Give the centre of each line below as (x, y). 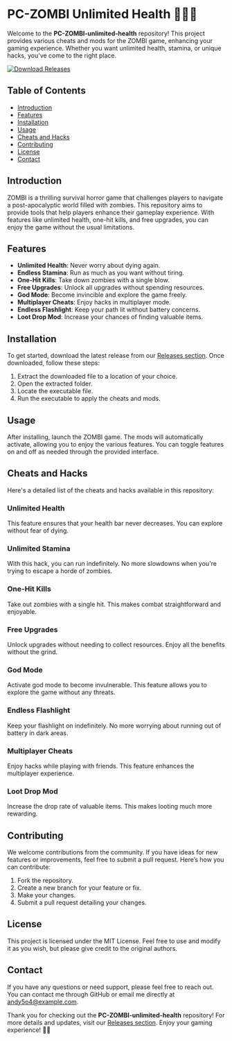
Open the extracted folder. (55, 384)
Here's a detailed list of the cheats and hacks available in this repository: (111, 490)
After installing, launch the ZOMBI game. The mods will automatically (105, 437)
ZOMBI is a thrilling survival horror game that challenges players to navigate (115, 198)
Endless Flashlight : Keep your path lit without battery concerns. (109, 310)
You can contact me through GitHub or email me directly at (91, 994)
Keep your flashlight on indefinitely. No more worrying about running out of (114, 725)
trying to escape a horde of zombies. (60, 571)
